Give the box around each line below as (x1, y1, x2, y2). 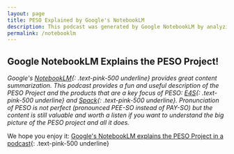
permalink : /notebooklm (7, 29, 77, 37)
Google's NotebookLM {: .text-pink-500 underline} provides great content (7, 74, 217, 82)
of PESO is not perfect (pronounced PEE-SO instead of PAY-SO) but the (7, 104, 213, 112)
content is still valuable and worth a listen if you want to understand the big (7, 111, 224, 119)
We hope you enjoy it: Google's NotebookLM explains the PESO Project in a (7, 132, 224, 140)
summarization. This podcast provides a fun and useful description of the (7, 82, 219, 90)
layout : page (7, 10, 45, 17)
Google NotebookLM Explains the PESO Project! (7, 55, 219, 67)
